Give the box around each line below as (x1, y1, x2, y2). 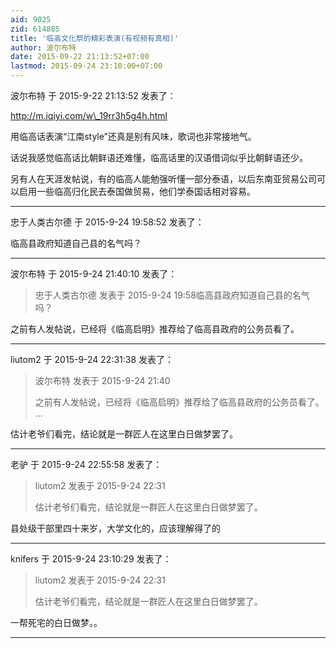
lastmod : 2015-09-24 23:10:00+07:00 (10, 61, 163, 71)
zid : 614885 (10, 24, 60, 34)
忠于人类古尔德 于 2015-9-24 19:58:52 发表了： (10, 216, 205, 228)
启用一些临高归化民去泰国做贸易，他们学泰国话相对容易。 (18, 186, 256, 197)
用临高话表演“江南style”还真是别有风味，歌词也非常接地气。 (10, 131, 257, 142)
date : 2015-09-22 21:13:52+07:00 (10, 52, 150, 62)
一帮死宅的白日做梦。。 (10, 617, 103, 628)
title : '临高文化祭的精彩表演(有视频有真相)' (10, 33, 180, 43)
